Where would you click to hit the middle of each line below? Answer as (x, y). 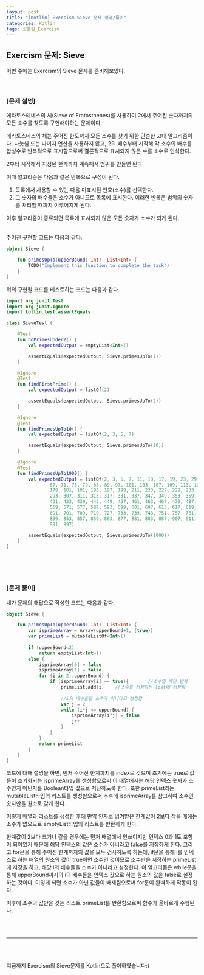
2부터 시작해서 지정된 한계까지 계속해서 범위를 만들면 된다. (75, 164)
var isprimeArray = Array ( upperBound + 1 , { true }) (91, 631)
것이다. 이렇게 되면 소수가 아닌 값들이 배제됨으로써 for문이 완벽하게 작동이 (104, 883)
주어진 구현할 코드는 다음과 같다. (45, 237)
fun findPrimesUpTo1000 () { (53, 473)
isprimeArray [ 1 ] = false (70, 670)
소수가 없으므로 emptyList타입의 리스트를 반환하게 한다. (72, 824)
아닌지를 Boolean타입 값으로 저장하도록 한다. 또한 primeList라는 (98, 788)
